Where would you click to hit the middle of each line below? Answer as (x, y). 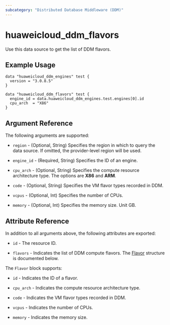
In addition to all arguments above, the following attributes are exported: (81, 233)
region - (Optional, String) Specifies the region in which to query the (84, 146)
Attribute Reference (37, 221)
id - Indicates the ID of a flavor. (45, 278)
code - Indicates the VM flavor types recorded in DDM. (69, 298)
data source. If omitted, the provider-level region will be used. (77, 151)
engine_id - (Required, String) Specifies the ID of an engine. (75, 161)
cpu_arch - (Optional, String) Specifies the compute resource (76, 170)
